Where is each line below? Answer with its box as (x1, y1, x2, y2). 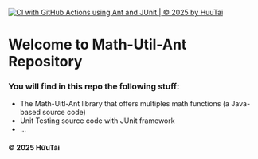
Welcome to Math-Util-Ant (8, 36, 187, 54)
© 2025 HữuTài (8, 143, 61, 153)
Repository (8, 53, 83, 71)
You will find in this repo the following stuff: (8, 81, 180, 92)
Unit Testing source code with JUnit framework (19, 116, 175, 125)
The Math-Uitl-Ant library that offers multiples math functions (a (19, 99, 229, 109)
